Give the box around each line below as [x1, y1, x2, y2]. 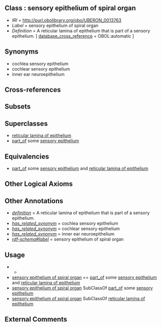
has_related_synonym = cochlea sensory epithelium [11, 221, 118, 227]
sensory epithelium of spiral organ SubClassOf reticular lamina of [11, 296, 145, 302]
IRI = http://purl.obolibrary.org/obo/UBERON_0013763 [11, 17, 122, 23]
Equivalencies [4, 152, 49, 161]
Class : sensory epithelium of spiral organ [4, 4, 136, 12]
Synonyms [4, 47, 39, 56]
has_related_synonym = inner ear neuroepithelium [11, 231, 115, 237]
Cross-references [4, 85, 61, 94]
